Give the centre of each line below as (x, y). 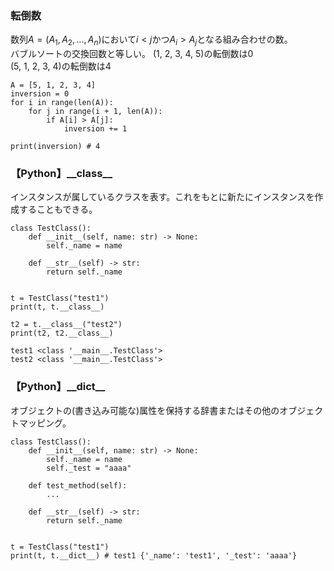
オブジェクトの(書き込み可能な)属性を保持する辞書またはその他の (145, 410)
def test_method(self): (78, 485)
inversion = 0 (40, 94)
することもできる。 (58, 209)
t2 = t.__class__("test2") (66, 325)
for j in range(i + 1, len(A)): (95, 112)
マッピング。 (45, 423)
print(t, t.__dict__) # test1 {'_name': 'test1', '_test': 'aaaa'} (154, 555)
